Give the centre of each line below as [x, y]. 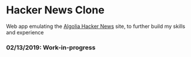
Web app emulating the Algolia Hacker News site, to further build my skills [96, 26]
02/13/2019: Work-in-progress [51, 47]
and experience [25, 32]
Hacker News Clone [55, 10]
